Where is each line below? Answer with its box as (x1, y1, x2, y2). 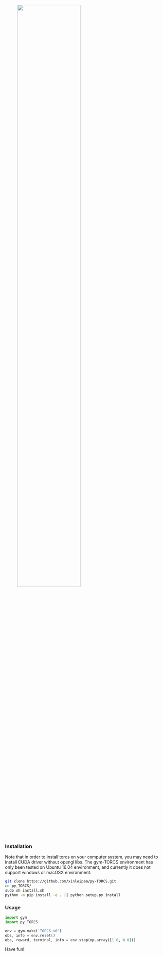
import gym (5, 915, 27, 920)
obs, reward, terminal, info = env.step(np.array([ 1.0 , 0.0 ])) (5, 937, 136, 942)
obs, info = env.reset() (5, 933, 55, 938)
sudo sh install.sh (5, 888, 45, 893)
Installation (5, 843, 33, 850)
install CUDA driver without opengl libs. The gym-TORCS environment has (5, 859, 153, 865)
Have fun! (5, 946, 25, 952)
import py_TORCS (5, 919, 38, 924)
